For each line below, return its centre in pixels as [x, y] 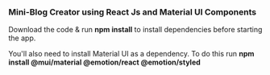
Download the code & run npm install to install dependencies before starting [135, 30]
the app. [22, 38]
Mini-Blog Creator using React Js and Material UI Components [132, 12]
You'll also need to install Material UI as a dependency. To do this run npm [131, 54]
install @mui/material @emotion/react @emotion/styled [105, 62]
